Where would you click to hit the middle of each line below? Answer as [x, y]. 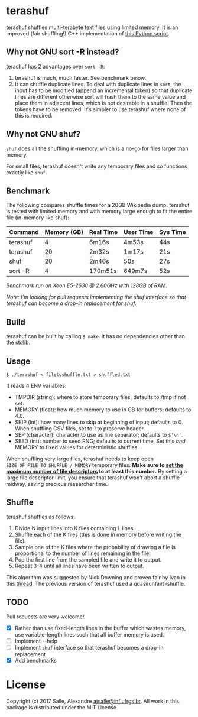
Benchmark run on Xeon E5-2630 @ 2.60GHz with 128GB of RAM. [87, 285]
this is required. [34, 115]
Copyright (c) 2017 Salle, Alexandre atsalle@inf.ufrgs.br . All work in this [92, 701]
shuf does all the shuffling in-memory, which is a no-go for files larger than [97, 148]
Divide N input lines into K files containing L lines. [75, 528]
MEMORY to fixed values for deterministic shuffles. [77, 447]
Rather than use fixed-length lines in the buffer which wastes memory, [100, 628]
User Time [138, 232]
